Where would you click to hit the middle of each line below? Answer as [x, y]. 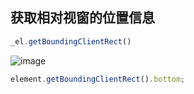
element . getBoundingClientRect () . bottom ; [98, 79]
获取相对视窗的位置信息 [82, 18]
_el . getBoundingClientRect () [71, 41]
